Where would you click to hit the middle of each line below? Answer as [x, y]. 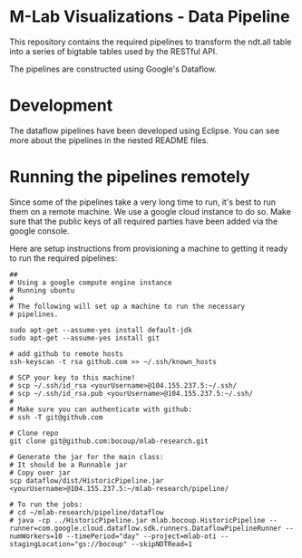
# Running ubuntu [42, 290]
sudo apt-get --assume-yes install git [85, 338]
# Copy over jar [40, 473]
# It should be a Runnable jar [68, 465]
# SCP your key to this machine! [73, 378]
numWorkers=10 [36, 536]
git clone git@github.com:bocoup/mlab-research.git [109, 441]
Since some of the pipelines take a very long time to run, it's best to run [143, 202]
